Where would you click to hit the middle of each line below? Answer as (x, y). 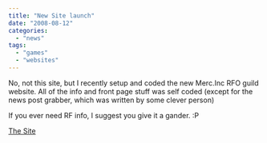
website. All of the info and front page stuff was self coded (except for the (131, 91)
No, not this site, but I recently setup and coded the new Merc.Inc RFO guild (133, 83)
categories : (28, 30)
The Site (22, 131)
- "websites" (37, 61)
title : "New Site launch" (51, 16)
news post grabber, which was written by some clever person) (111, 100)
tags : (17, 46)
